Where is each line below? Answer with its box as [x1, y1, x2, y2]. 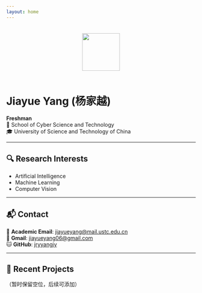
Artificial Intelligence [14, 172, 66, 180]
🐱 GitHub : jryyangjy [6, 241, 57, 248]
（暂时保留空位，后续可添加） [6, 280, 80, 288]
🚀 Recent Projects [6, 264, 74, 274]
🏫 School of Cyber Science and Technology [6, 121, 114, 128]
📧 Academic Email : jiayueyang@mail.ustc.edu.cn [6, 228, 128, 235]
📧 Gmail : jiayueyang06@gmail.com [6, 235, 93, 242]
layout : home [6, 8, 39, 15]
